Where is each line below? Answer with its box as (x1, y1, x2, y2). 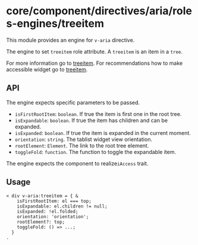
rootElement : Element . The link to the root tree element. (14, 142, 149, 149)
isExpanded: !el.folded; (17, 208, 78, 215)
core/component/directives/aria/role (6, 4, 192, 18)
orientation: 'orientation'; (17, 213, 89, 219)
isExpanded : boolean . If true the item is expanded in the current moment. (14, 129, 191, 136)
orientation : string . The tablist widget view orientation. (14, 136, 153, 143)
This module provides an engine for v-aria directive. (6, 36, 135, 43)
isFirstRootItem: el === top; (17, 198, 92, 204)
